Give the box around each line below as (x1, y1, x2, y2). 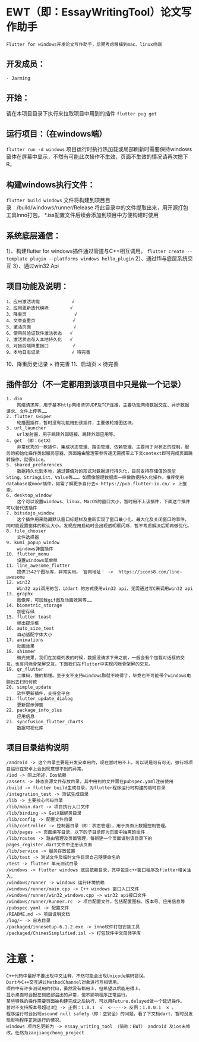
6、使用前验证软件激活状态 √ (6, 330, 73, 336)
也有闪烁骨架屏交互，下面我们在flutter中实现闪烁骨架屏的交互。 (14, 661, 153, 667)
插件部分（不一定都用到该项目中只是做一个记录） (6, 379, 186, 390)
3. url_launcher (6, 425, 46, 431)
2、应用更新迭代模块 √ (6, 305, 73, 311)
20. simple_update (6, 684, 52, 690)
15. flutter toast (6, 614, 52, 620)
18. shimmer (6, 648, 36, 654)
